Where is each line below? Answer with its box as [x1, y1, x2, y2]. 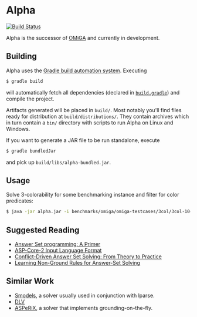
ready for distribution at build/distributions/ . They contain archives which [6, 113, 189, 120]
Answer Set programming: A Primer [14, 241, 101, 247]
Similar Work [6, 276, 55, 286]
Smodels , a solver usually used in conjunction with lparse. [14, 292, 155, 299]
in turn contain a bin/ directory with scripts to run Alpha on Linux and [6, 119, 174, 126]
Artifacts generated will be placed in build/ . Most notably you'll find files [6, 106, 182, 113]
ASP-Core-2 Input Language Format [14, 247, 102, 254]
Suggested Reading [6, 225, 80, 235]
